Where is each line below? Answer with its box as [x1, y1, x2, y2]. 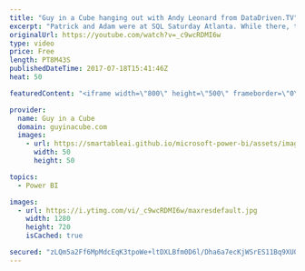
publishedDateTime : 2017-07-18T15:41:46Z [9, 65, 169, 74]
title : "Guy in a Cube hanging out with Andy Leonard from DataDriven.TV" [9, 13, 299, 23]
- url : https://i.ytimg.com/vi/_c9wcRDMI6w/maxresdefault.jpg [17, 206, 258, 215]
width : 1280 [25, 215, 71, 224]
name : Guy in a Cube [17, 114, 95, 123]
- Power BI [17, 181, 59, 190]
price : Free [9, 47, 54, 56]
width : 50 [33, 147, 71, 157]
